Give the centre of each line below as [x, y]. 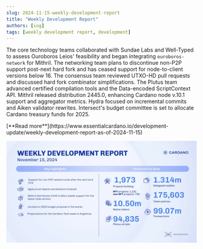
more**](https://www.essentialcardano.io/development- [99, 126]
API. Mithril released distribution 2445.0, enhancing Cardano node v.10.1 [96, 95]
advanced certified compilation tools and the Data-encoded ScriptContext [98, 88]
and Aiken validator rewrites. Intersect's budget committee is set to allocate [100, 108]
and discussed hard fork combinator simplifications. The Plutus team [92, 82]
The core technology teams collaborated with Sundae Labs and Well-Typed [100, 50]
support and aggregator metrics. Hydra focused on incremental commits [97, 101]
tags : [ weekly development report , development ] [69, 32]
